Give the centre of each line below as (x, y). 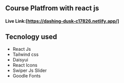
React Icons (25, 65)
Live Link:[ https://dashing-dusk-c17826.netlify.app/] (62, 21)
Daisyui (20, 59)
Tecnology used (31, 37)
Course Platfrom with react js (52, 8)
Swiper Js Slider (30, 70)
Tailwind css (26, 54)
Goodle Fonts (27, 75)
